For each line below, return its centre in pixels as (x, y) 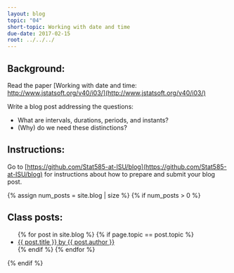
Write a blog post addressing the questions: (70, 106)
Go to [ (17, 167)
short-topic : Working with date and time (69, 27)
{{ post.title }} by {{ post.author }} (66, 242)
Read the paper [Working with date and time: (72, 85)
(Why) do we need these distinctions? (72, 127)
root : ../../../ (31, 40)
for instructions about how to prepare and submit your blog (130, 174)
